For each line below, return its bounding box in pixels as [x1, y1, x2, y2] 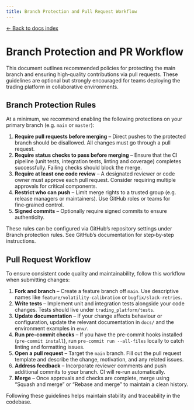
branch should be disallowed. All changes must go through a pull [14, 139, 171, 146]
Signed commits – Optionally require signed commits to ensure [14, 208, 168, 215]
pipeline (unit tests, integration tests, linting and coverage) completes [14, 158, 182, 165]
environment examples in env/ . [14, 325, 89, 332]
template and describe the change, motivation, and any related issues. [14, 356, 184, 363]
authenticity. [14, 214, 45, 221]
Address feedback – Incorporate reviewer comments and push [14, 362, 167, 369]
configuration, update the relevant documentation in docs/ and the [14, 319, 174, 326]
